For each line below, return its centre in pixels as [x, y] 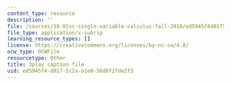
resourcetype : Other [37, 58]
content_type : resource [41, 13]
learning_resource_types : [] [49, 39]
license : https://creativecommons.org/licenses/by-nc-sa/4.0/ [98, 45]
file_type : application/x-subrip [55, 33]
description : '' [30, 20]
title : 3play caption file [46, 64]
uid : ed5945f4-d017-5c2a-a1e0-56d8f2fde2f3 [70, 71]
